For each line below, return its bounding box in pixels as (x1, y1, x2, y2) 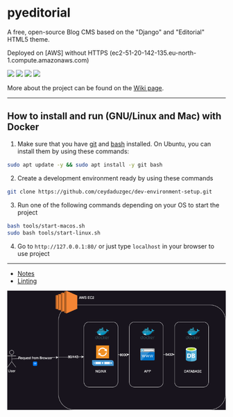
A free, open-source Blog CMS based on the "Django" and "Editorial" (7, 28, 205, 36)
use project (17, 250, 50, 258)
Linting (17, 277, 37, 285)
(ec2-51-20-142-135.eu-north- (110, 49, 196, 57)
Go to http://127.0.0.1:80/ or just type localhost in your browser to (17, 242, 215, 250)
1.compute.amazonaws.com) (7, 56, 89, 64)
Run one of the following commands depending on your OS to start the (17, 201, 220, 209)
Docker (7, 121, 40, 133)
